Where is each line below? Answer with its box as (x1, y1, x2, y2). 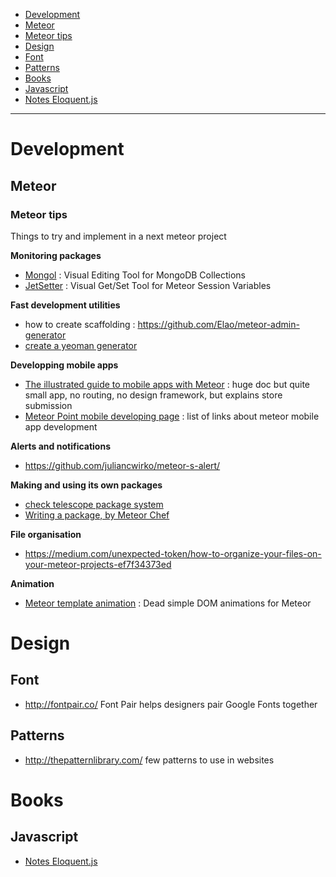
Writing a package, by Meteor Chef (24, 509, 170, 521)
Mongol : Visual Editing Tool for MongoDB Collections (24, 269, 246, 281)
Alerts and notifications (10, 440, 111, 452)
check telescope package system (24, 498, 164, 510)
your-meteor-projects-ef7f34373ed (24, 558, 172, 570)
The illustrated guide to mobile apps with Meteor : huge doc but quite (24, 378, 311, 390)
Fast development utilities (10, 299, 121, 311)
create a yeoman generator (24, 339, 138, 351)
